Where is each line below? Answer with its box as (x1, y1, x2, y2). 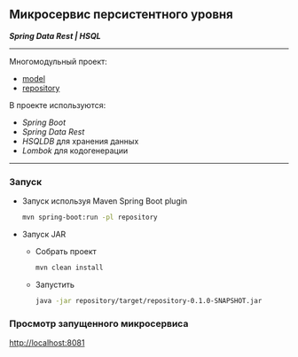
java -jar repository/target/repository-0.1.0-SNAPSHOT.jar (35, 296, 263, 305)
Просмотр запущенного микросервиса (9, 317, 189, 330)
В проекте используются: (9, 99, 106, 110)
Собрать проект (35, 245, 98, 256)
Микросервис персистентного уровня (9, 7, 233, 22)
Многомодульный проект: (9, 56, 108, 66)
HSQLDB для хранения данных (21, 136, 139, 146)
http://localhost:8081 (9, 338, 85, 348)
